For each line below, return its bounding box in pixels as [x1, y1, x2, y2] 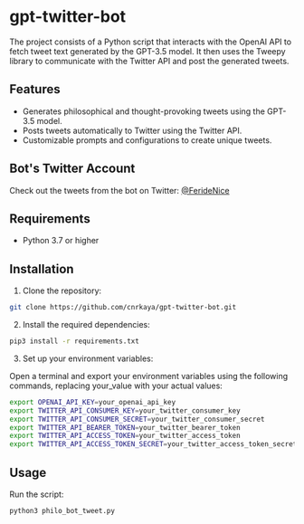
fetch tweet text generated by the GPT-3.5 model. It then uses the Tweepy [9, 45, 287, 56]
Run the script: [9, 489, 64, 500]
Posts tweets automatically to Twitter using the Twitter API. [22, 125, 242, 136]
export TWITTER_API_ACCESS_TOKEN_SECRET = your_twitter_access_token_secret [9, 440, 298, 449]
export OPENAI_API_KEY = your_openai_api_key [9, 397, 176, 406]
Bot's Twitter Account [9, 161, 136, 176]
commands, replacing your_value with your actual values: [9, 380, 223, 391]
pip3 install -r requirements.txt [9, 337, 140, 346]
